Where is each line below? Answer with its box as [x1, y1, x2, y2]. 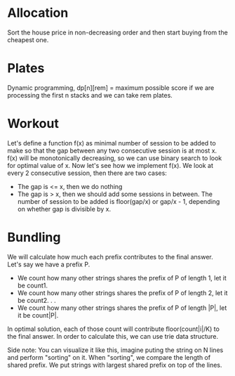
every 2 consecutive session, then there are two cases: [7, 169, 167, 177]
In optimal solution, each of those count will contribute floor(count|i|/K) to [7, 325, 220, 333]
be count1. [17, 281, 48, 290]
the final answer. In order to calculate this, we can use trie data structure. [7, 332, 219, 340]
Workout [7, 116, 60, 131]
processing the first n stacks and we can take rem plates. [7, 91, 173, 99]
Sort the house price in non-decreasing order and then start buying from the [7, 28, 228, 37]
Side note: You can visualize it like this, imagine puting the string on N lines [7, 346, 224, 354]
